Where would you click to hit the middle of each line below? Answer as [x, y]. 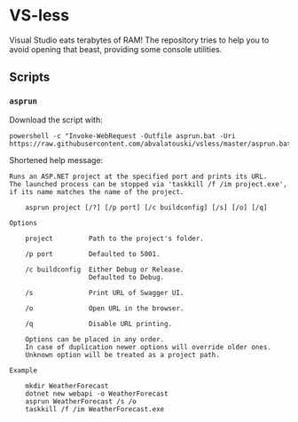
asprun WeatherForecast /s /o [81, 401]
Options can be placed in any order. [95, 339]
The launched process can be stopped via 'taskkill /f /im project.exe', [149, 184]
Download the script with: [56, 120]
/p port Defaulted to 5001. [93, 254]
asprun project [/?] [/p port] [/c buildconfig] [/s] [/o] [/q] [146, 207]
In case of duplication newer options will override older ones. [149, 347]
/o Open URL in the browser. [105, 308]
